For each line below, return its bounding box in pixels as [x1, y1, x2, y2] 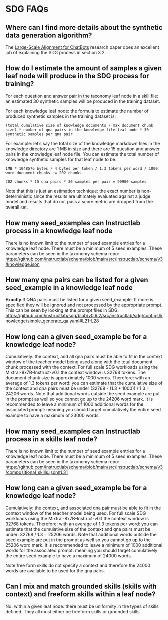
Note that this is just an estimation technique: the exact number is [5, 188, 140, 194]
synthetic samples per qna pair [5, 131, 73, 137]
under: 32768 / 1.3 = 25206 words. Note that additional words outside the [5, 531, 157, 537]
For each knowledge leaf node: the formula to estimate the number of [5, 108, 149, 114]
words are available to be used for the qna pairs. [5, 567, 105, 574]
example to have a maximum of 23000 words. [5, 412, 100, 419]
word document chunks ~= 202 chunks [5, 170, 82, 175]
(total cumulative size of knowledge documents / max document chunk [5, 123, 154, 128]
